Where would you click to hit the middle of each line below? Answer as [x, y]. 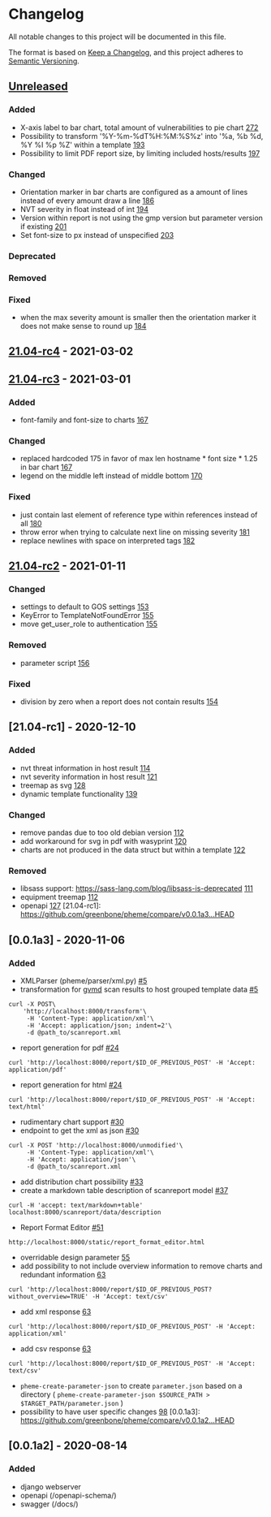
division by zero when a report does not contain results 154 [119, 702]
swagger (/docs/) [49, 1504]
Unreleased [39, 86]
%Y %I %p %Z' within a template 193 [82, 145]
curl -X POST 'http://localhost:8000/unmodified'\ [96, 1145]
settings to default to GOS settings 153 [84, 607]
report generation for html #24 [71, 1084]
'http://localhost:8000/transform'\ [85, 1011]
